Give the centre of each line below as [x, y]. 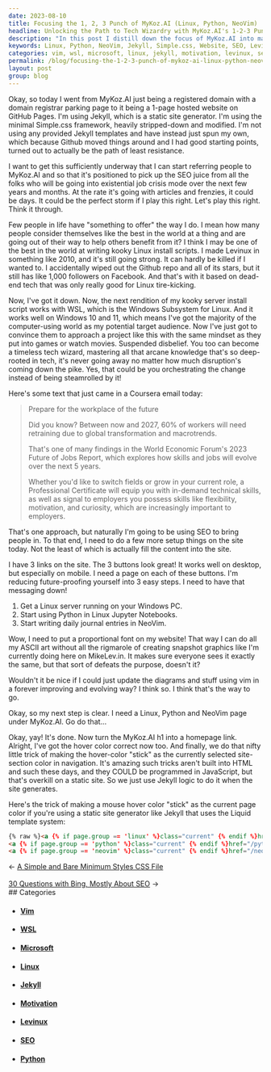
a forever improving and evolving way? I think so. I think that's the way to [129, 688]
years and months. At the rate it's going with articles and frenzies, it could [131, 191]
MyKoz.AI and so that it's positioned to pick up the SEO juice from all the [129, 174]
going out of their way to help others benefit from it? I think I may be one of [133, 242]
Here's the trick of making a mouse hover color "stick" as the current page [132, 804]
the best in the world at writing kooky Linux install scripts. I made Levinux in [134, 250]
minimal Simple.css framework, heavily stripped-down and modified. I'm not [135, 124]
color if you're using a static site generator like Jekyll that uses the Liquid [130, 813]
